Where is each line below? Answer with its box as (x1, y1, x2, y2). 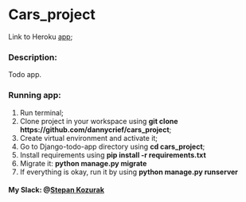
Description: (8, 52, 57, 63)
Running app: (8, 90, 61, 101)
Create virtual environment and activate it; (19, 133, 158, 142)
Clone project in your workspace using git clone (19, 116, 178, 126)
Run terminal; (19, 107, 64, 117)
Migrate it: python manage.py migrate (19, 158, 147, 168)
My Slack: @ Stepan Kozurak (8, 185, 105, 195)
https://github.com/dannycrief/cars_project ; (19, 125, 172, 134)
